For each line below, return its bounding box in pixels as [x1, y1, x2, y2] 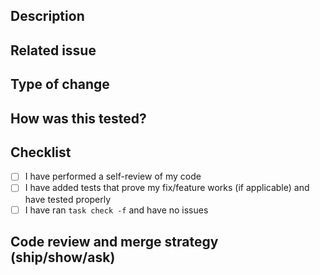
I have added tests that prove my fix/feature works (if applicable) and [24, 182, 310, 194]
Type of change [10, 76, 110, 93]
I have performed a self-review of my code [24, 170, 202, 183]
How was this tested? [10, 110, 147, 127]
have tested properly [24, 193, 112, 205]
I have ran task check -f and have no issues [24, 204, 209, 216]
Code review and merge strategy [10, 233, 219, 250]
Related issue [10, 42, 97, 59]
